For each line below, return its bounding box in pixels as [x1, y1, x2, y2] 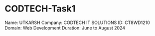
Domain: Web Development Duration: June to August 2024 [4, 24, 126, 30]
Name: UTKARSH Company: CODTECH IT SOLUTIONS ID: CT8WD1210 [4, 19, 150, 25]
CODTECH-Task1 [4, 3, 76, 14]
